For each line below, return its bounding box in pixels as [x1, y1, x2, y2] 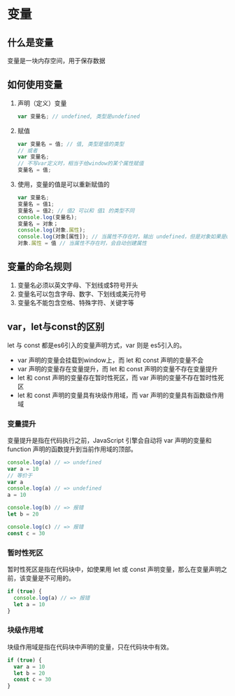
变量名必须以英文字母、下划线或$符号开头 [17, 281, 138, 289]
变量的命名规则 [7, 261, 72, 273]
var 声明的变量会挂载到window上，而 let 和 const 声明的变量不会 [17, 356, 204, 364]
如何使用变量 [7, 79, 63, 91]
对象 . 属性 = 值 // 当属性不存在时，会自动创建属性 [17, 240, 147, 247]
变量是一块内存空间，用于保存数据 [7, 57, 106, 65]
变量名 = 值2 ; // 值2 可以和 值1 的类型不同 [17, 207, 135, 214]
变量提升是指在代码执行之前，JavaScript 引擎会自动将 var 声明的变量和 [7, 436, 212, 444]
